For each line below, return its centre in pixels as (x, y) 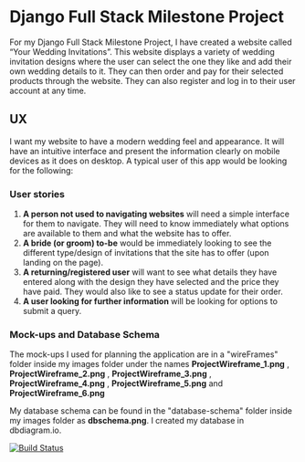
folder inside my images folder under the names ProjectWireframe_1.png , (149, 364)
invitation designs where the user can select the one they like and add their (151, 61)
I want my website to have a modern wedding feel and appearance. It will (147, 141)
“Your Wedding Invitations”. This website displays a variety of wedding (142, 51)
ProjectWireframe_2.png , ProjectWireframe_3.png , (110, 374)
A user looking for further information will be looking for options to (150, 301)
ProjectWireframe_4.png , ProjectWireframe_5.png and (116, 383)
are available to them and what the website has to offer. (127, 234)
